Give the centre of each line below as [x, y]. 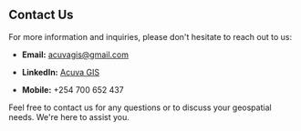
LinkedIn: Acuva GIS [61, 72]
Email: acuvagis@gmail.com [75, 55]
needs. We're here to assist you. [69, 116]
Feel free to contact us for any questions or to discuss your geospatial [140, 107]
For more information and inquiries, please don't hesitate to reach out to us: [150, 36]
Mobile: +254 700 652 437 [73, 89]
